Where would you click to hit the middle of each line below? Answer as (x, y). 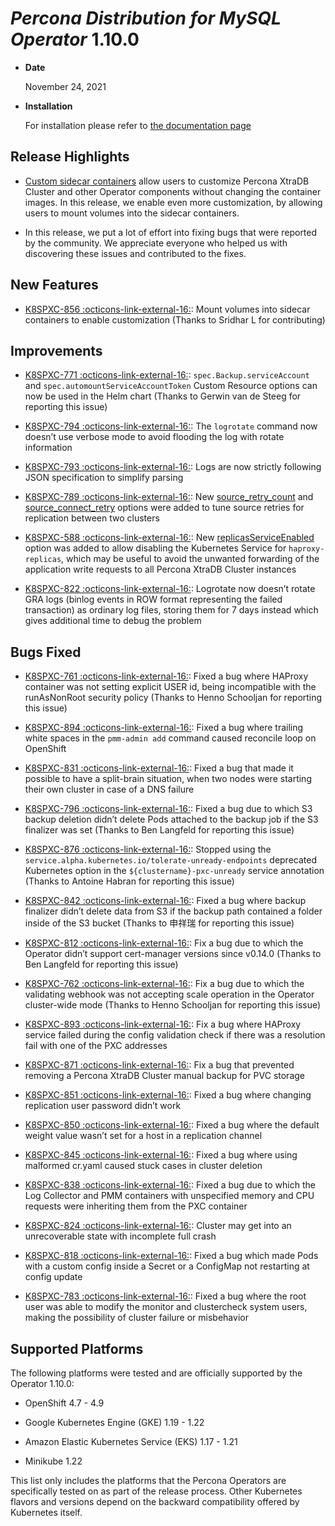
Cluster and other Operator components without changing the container (173, 191)
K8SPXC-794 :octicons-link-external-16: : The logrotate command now (171, 426)
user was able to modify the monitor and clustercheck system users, (166, 1307)
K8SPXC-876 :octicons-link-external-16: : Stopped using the (148, 849)
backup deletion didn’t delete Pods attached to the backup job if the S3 (171, 819)
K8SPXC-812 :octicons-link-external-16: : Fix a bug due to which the (164, 943)
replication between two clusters (92, 518)
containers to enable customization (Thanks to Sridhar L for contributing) (175, 319)
